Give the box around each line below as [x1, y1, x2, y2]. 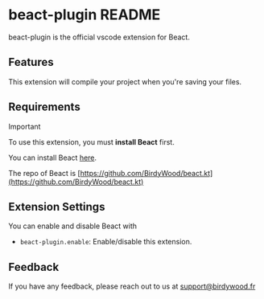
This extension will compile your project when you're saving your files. [8, 76, 242, 86]
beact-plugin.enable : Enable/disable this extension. [19, 237, 192, 247]
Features [8, 55, 54, 69]
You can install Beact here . [8, 153, 97, 162]
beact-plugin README [8, 6, 161, 24]
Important [8, 121, 41, 131]
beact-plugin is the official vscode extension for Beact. [8, 32, 191, 42]
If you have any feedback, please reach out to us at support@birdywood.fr [8, 281, 256, 291]
